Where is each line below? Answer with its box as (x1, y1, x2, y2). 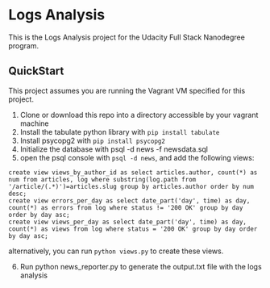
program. (8, 40, 39, 50)
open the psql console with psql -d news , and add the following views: (19, 152, 255, 162)
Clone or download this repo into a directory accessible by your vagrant (19, 110, 259, 119)
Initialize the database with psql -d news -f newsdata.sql (19, 144, 208, 154)
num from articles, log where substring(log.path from (8, 175, 197, 183)
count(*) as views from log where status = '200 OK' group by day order (8, 224, 258, 233)
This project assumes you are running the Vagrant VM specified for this (8, 86, 246, 95)
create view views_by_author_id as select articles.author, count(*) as (8, 168, 258, 177)
